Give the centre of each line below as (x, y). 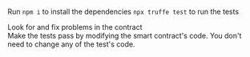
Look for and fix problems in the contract (75, 27)
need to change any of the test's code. (71, 44)
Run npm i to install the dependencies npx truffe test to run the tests (123, 12)
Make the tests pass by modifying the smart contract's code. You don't (125, 36)
